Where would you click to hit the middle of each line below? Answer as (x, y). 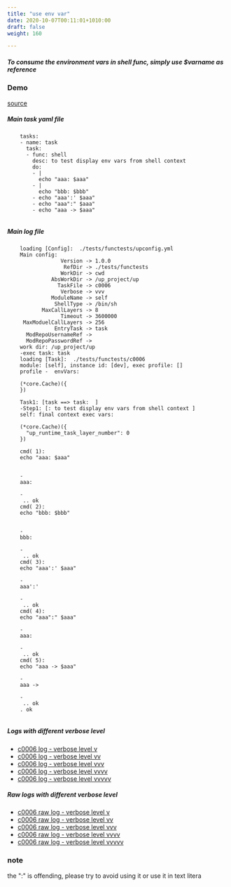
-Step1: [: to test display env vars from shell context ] (108, 408)
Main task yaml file (36, 119)
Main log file (26, 232)
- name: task (39, 142)
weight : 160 (24, 33)
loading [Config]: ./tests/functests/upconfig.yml (97, 249)
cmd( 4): (33, 611)
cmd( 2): (33, 506)
